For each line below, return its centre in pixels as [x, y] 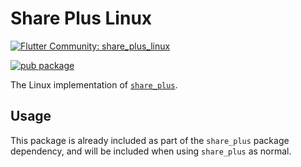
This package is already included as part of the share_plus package [150, 140]
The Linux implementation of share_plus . [94, 84]
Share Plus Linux [81, 18]
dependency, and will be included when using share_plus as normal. [151, 151]
